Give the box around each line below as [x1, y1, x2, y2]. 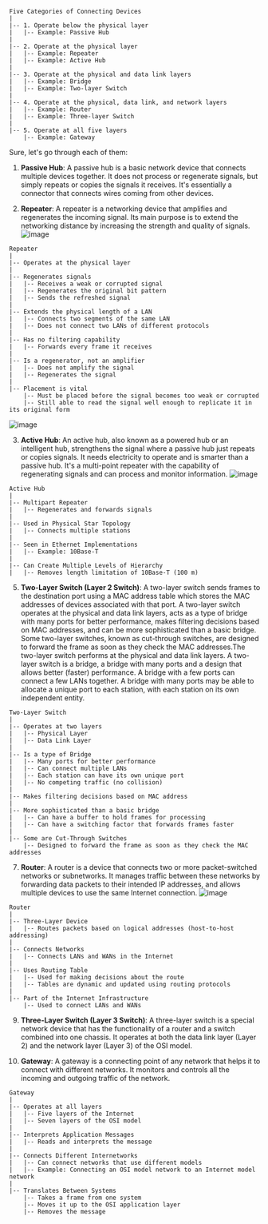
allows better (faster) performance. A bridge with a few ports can [20, 668, 235, 677]
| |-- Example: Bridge [9, 78, 92, 86]
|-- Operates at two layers [9, 723, 103, 731]
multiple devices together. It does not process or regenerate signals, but [20, 172, 258, 181]
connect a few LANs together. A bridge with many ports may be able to [20, 676, 254, 685]
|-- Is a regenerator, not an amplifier [9, 357, 146, 365]
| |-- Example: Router [9, 106, 92, 114]
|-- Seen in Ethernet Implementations [9, 540, 138, 548]
